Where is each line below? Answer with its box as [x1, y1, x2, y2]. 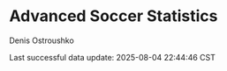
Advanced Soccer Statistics [9, 6, 218, 26]
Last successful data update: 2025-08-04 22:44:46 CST [9, 52, 216, 62]
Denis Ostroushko [9, 35, 75, 46]
